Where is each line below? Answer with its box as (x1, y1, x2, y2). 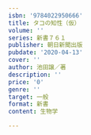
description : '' (8, 71, 62, 79)
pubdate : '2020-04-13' (8, 48, 83, 56)
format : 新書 (8, 100, 49, 108)
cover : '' (8, 56, 41, 64)
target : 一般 (8, 93, 49, 101)
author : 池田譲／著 (8, 64, 66, 71)
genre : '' (8, 85, 41, 94)
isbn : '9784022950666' (8, 11, 83, 20)
